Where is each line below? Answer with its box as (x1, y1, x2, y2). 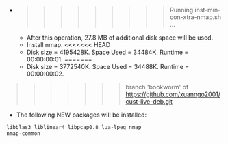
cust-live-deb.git (125, 98, 173, 105)
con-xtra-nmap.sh (169, 13, 222, 21)
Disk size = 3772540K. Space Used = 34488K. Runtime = (26, 63, 190, 70)
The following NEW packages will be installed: (16, 111, 147, 119)
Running (169, 6, 194, 14)
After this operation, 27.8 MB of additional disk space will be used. (26, 33, 214, 42)
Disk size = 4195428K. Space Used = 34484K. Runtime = (26, 48, 189, 56)
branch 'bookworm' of (125, 83, 189, 91)
